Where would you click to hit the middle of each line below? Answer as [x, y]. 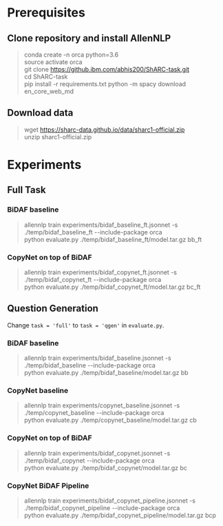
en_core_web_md [49, 91]
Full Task [26, 190]
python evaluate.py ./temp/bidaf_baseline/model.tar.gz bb [106, 373]
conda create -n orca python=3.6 [71, 54]
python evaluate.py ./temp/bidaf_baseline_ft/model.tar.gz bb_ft [113, 239]
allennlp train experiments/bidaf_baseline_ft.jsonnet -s [101, 225]
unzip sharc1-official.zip [58, 136]
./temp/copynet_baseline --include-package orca [94, 413]
